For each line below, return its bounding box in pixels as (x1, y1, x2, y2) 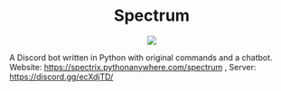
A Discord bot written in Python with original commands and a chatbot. (9, 51, 273, 63)
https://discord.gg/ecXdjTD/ (9, 71, 114, 82)
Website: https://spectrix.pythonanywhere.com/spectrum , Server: (9, 61, 257, 72)
